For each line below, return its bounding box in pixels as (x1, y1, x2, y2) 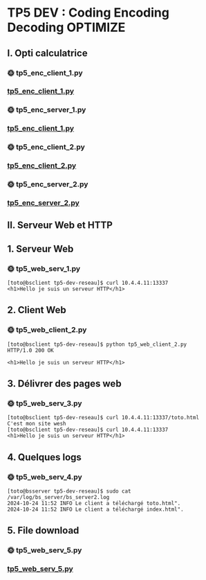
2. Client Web (7, 304, 67, 316)
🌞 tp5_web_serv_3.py (7, 398, 82, 408)
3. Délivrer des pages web (7, 378, 122, 389)
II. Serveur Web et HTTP (7, 220, 113, 231)
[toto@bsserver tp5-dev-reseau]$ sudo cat (7, 488, 131, 495)
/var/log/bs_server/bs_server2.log (7, 494, 110, 501)
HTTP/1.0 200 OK (7, 346, 54, 354)
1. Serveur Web (7, 243, 74, 254)
